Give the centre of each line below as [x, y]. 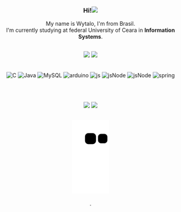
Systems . [90, 37]
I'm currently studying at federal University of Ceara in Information [90, 30]
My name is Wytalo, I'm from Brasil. [90, 24]
